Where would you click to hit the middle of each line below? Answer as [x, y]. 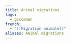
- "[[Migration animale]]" [38, 29]
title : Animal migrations [32, 10]
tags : [11, 15]
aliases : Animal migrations [35, 33]
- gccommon [21, 19]
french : [13, 24]
